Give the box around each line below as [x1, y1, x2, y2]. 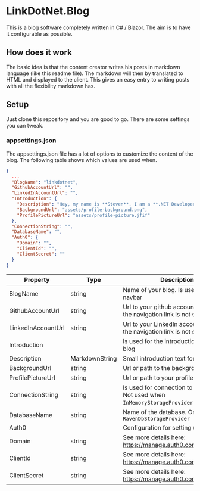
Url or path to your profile [123, 374, 193, 382]
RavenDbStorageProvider [123, 415, 190, 422]
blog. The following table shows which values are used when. [6, 156, 157, 163]
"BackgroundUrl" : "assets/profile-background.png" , [17, 207, 148, 213]
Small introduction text [123, 354, 186, 362]
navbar [123, 293, 143, 302]
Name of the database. [123, 408, 187, 416]
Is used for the [123, 337, 164, 345]
